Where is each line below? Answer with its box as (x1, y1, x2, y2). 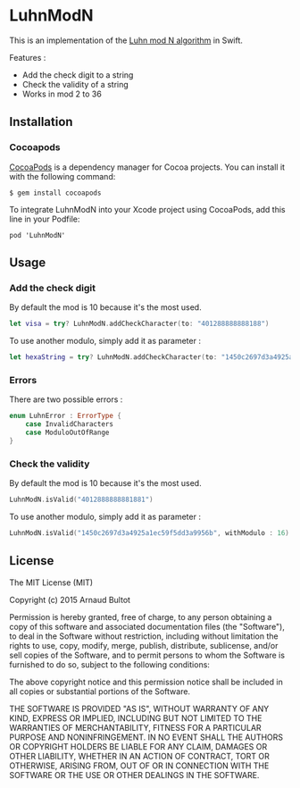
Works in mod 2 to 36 (21, 88, 103, 99)
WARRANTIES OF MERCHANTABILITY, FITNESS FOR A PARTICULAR (9, 722, 262, 733)
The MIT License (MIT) (9, 577, 94, 588)
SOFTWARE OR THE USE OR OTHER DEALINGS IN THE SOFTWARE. (9, 769, 260, 780)
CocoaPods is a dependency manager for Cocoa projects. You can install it (9, 162, 286, 172)
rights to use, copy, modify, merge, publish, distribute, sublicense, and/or (9, 640, 279, 650)
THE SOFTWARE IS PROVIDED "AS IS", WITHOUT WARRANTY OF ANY (9, 703, 270, 714)
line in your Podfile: (9, 214, 80, 224)
